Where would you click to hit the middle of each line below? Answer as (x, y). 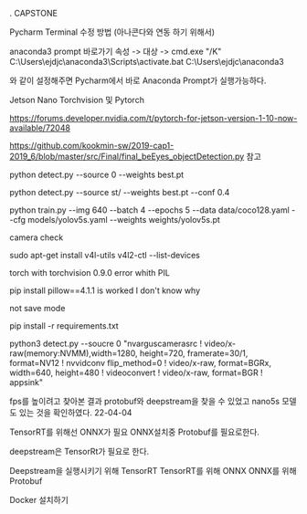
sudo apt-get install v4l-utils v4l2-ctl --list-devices (105, 255)
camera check (37, 237)
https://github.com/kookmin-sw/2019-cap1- (92, 146)
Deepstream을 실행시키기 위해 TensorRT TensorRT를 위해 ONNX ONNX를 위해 (153, 471)
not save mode (37, 308)
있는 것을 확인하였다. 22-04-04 (75, 413)
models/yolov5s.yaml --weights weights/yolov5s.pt (124, 220)
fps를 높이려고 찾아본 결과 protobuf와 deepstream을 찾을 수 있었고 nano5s (145, 401)
